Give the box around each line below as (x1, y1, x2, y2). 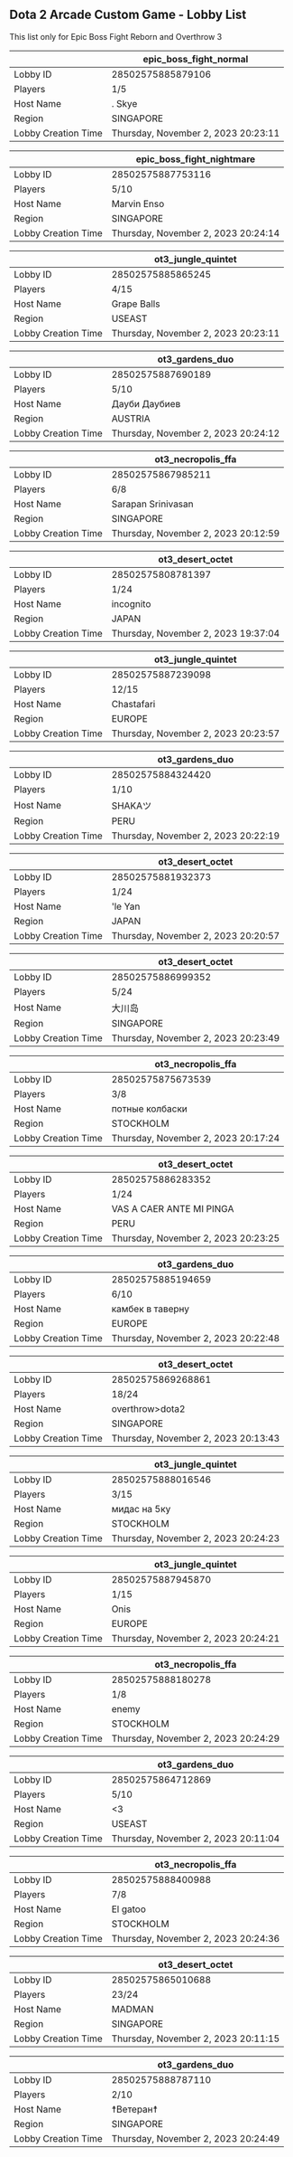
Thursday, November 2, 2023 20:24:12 (111, 427, 280, 440)
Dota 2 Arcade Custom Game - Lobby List (9, 7, 247, 23)
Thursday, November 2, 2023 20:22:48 (111, 1331, 280, 1344)
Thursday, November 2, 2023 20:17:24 (111, 1131, 280, 1144)
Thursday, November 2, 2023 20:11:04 (111, 1831, 280, 1844)
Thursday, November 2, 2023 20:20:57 (111, 929, 280, 941)
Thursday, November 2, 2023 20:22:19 (111, 829, 280, 842)
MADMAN (111, 2002, 154, 2015)
